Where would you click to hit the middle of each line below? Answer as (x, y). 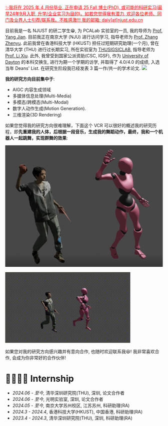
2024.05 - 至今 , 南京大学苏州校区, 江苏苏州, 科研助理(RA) (71, 405)
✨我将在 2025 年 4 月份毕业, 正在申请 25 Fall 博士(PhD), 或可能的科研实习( (82, 7)
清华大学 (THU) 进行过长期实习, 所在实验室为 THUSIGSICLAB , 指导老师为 (80, 49)
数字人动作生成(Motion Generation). (49, 109)
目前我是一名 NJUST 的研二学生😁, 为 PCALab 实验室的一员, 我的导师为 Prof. (84, 31)
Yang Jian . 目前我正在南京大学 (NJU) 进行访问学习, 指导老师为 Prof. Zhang (82, 37)
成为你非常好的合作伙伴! (41, 358)
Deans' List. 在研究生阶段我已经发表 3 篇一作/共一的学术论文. (78, 68)
